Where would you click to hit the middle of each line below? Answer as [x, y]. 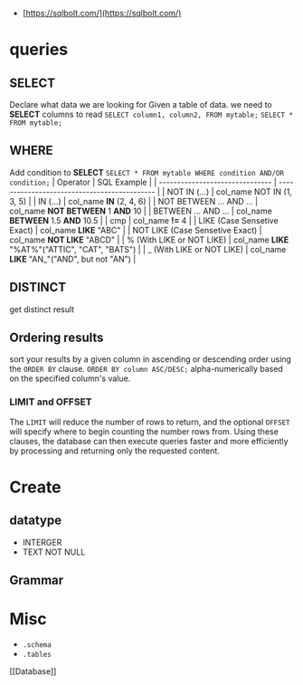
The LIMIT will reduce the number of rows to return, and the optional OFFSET [150, 422]
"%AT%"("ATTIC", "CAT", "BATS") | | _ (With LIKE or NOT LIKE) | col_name [148, 249]
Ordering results [57, 338]
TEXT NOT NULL [54, 552]
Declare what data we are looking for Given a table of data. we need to [141, 105]
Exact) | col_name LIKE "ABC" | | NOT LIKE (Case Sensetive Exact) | [136, 230]
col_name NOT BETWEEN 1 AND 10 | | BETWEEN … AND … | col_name [141, 211]
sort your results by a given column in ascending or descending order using [151, 359]
